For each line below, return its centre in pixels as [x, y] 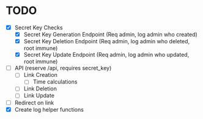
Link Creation [40, 75]
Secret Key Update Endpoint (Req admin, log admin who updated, [106, 55]
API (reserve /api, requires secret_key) [63, 68]
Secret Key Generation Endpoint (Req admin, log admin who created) [111, 34]
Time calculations [55, 82]
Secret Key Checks [39, 27]
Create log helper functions [49, 109]
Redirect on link [34, 103]
